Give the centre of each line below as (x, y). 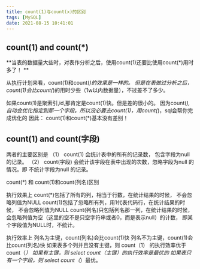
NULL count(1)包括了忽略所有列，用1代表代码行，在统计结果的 (103, 202)
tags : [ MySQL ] (24, 17)
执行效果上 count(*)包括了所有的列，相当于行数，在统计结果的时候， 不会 (97, 195)
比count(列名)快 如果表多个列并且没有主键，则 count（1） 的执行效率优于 (96, 245)
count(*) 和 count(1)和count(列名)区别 (53, 182)
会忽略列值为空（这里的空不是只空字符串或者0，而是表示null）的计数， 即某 (100, 217)
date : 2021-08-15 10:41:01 (40, 23)
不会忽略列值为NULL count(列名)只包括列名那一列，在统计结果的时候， (105, 210)
